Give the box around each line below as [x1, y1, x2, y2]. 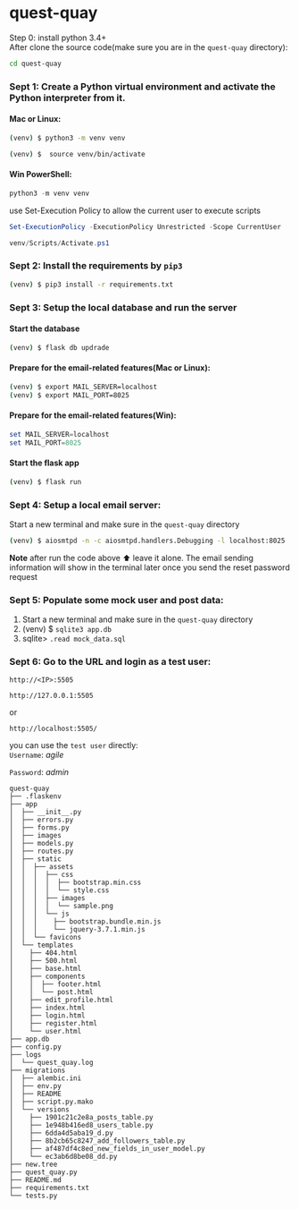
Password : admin [9, 767, 70, 778]
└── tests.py [9, 1191, 58, 1201]
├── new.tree [9, 1160, 58, 1170]
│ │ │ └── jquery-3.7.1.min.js [9, 925, 145, 934]
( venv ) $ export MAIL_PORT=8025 [9, 390, 129, 400]
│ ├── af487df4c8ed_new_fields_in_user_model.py [9, 1145, 205, 1154]
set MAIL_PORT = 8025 [9, 438, 82, 447]
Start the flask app [9, 457, 79, 468]
